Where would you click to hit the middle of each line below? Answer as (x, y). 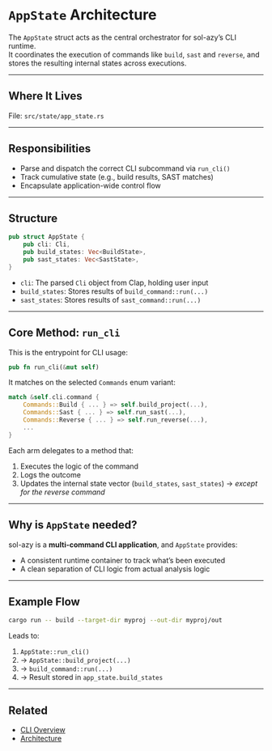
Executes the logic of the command (79, 466)
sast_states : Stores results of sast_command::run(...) (110, 299)
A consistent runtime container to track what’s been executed (123, 560)
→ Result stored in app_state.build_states (91, 677)
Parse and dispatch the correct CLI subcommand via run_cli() (125, 168)
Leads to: (24, 636)
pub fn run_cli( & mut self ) (54, 367)
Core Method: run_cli (64, 333)
